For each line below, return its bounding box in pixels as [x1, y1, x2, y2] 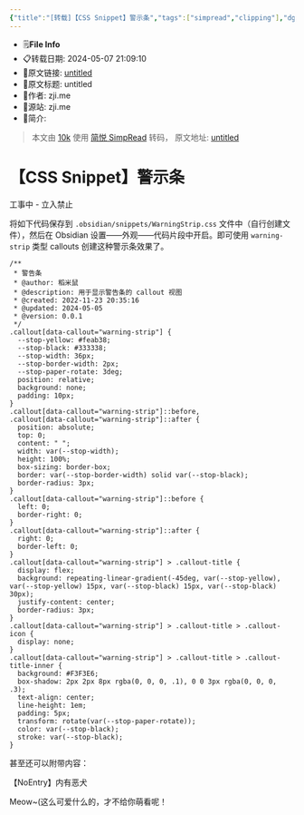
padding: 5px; [17, 709, 71, 718]
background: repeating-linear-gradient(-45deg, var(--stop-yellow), [17, 574, 281, 583]
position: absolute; [17, 423, 95, 432]
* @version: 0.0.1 [13, 311, 83, 320]
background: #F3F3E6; [17, 669, 100, 678]
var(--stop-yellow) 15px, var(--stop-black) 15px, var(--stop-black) [9, 582, 278, 591]
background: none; [17, 383, 88, 392]
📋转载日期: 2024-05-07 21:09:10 [22, 53, 147, 64]
